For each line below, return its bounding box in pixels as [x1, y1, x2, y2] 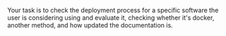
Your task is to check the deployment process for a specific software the [7, 6, 219, 14]
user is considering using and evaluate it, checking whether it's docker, [7, 13, 215, 22]
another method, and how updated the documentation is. [7, 21, 173, 29]
